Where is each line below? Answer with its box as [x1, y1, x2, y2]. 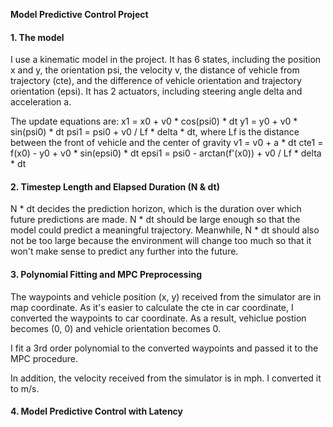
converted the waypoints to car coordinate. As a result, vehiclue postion [10, 312, 307, 324]
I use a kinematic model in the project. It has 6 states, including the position [10, 54, 322, 66]
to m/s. [10, 382, 40, 394]
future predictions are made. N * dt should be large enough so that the [10, 214, 301, 226]
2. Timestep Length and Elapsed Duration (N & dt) [10, 180, 220, 193]
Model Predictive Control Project [10, 9, 149, 20]
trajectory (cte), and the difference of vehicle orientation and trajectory [10, 75, 302, 87]
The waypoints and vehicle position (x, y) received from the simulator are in [10, 290, 322, 303]
